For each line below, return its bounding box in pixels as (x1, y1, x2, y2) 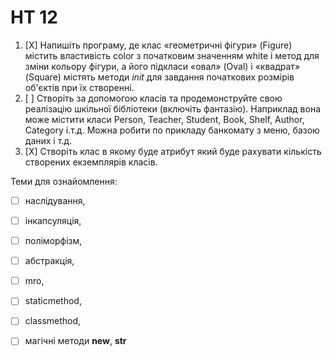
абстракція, (24, 255, 75, 267)
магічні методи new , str (24, 335, 127, 347)
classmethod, (24, 315, 82, 327)
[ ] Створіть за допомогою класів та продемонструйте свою (24, 92, 283, 104)
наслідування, (24, 194, 86, 206)
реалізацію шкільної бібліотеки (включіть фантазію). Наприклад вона (24, 102, 322, 115)
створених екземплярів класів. (24, 156, 158, 168)
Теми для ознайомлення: (10, 175, 118, 187)
